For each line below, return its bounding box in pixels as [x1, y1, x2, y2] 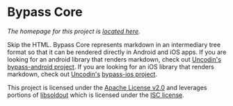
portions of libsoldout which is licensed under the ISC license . [7, 91, 184, 99]
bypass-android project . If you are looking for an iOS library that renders [7, 62, 214, 71]
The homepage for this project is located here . [7, 27, 140, 35]
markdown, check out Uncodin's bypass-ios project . [7, 70, 158, 78]
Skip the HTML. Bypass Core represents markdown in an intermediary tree [7, 40, 221, 48]
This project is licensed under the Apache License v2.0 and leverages [7, 83, 207, 91]
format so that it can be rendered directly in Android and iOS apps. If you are [7, 48, 227, 56]
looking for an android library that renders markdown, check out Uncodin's [7, 55, 221, 63]
